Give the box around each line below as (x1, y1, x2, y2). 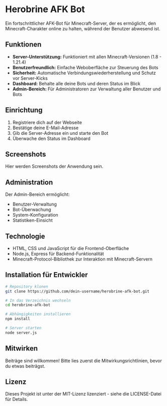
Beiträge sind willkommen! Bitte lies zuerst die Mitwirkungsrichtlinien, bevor (5, 358, 162, 364)
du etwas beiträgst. (5, 363, 45, 369)
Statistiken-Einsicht (12, 217, 53, 223)
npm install (5, 317, 30, 322)
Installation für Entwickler (5, 271, 88, 279)
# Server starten (5, 326, 42, 331)
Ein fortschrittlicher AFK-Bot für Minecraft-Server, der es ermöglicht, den (5, 20, 156, 26)
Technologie (5, 232, 45, 240)
